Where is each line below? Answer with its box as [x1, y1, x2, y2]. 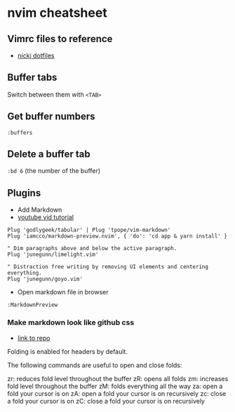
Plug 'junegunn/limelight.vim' [7, 251, 99, 259]
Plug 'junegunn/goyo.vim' [7, 275, 83, 283]
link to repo [17, 334, 51, 342]
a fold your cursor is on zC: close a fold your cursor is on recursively [7, 397, 206, 405]
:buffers [7, 129, 33, 136]
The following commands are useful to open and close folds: [7, 361, 182, 369]
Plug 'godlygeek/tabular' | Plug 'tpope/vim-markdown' [7, 226, 171, 234]
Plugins [7, 187, 41, 199]
